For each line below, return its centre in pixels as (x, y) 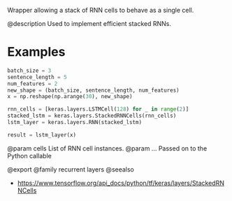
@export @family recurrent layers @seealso (71, 169)
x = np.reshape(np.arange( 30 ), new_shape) (70, 97)
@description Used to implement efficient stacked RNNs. (89, 23)
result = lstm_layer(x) (42, 135)
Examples (36, 52)
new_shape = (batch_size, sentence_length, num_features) (93, 90)
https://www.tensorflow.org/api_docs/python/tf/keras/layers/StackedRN (121, 183)
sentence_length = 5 (37, 77)
